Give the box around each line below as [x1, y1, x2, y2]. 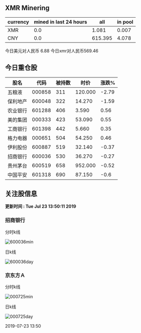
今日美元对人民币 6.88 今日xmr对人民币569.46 [5, 48, 99, 53]
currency [7, 18, 29, 25]
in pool [117, 18, 133, 25]
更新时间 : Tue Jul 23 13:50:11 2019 [5, 203, 77, 210]
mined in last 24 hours [34, 18, 87, 25]
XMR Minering [5, 4, 50, 12]
